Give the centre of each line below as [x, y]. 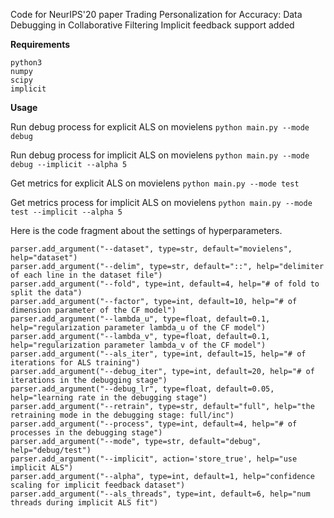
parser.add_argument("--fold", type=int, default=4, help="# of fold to [165, 284]
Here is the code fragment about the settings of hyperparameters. [146, 230]
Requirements [40, 44]
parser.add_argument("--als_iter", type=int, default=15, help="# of [158, 354]
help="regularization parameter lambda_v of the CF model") [138, 345]
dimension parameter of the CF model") [93, 310]
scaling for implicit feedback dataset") [98, 485]
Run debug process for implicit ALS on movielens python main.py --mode [160, 155]
